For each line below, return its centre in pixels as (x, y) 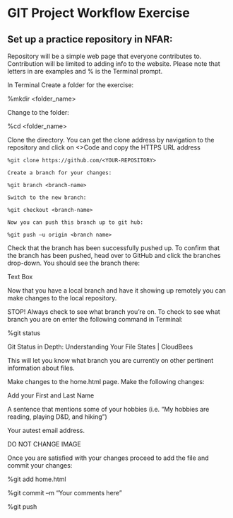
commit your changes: (40, 465)
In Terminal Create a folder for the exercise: (71, 85)
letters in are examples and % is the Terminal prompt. (85, 71)
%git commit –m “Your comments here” (65, 493)
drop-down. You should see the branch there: (73, 263)
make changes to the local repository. (62, 298)
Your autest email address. (46, 430)
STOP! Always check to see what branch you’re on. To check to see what (114, 312)
